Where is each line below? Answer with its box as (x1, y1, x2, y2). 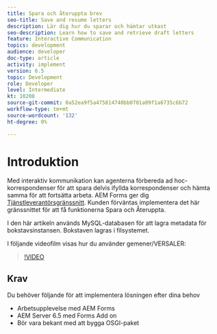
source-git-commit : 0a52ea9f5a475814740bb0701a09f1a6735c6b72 (7, 99, 188, 106)
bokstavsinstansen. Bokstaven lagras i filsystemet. (7, 226, 150, 235)
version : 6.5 (7, 67, 44, 74)
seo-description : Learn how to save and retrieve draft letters (7, 29, 194, 36)
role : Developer (7, 80, 53, 87)
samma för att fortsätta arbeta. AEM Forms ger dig (7, 191, 149, 200)
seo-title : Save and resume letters (7, 16, 112, 23)
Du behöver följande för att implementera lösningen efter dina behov (7, 291, 201, 299)
